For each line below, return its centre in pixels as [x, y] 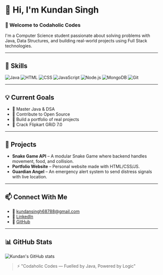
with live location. [30, 176]
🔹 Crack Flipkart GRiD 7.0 [37, 125]
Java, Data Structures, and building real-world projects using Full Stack [76, 41]
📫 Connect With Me [36, 197]
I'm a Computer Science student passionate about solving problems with [78, 35]
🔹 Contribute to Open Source [41, 114]
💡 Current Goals [30, 97]
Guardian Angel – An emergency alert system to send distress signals [82, 172]
